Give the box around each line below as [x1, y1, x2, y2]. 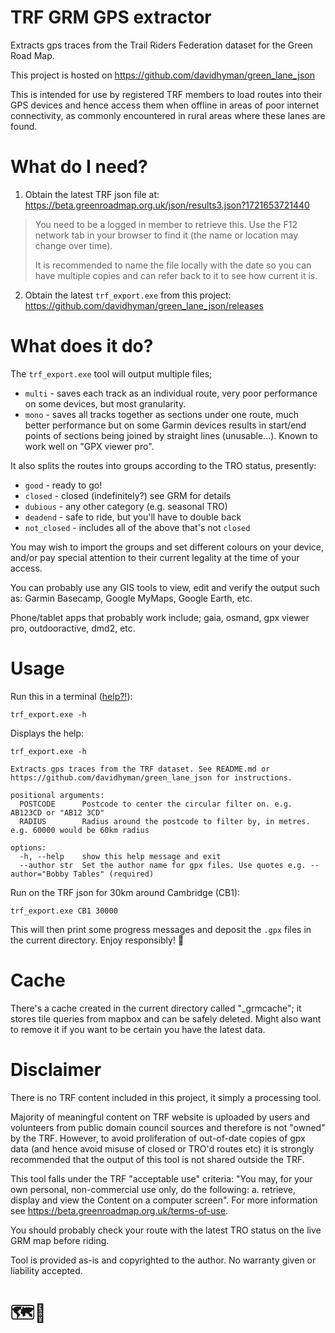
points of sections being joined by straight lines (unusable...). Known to [24, 429, 318, 441]
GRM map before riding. [10, 1234, 110, 1246]
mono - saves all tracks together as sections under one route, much [24, 408, 300, 420]
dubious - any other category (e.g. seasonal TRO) [24, 500, 228, 512]
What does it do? [10, 335, 154, 358]
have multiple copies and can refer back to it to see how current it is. [34, 269, 318, 281]
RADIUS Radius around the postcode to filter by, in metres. [19, 816, 311, 826]
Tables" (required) [73, 869, 155, 879]
